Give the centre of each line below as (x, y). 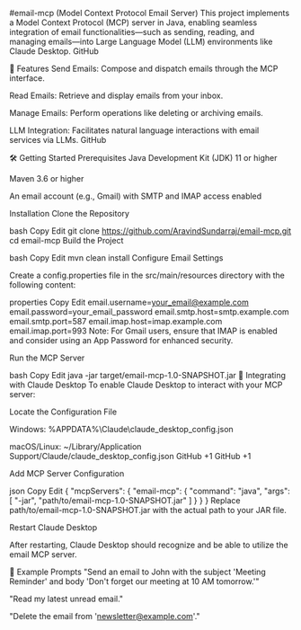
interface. (27, 78)
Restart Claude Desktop (53, 528)
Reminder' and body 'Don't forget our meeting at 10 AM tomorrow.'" (134, 581)
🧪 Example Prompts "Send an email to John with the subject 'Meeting (138, 572)
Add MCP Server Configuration (67, 474)
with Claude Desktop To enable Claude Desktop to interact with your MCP (146, 385)
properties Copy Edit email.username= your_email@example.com (129, 302)
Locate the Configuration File (63, 412)
